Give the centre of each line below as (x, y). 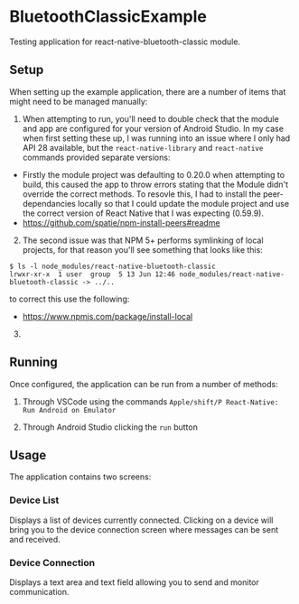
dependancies (49, 203)
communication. (39, 591)
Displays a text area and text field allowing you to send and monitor (135, 582)
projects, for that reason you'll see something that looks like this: (143, 249)
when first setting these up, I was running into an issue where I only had (156, 138)
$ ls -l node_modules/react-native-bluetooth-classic (113, 266)
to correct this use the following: (70, 299)
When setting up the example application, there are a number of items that (148, 91)
